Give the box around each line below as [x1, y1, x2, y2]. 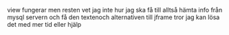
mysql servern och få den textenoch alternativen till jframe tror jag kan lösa [7, 13, 220, 21]
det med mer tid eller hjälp [7, 21, 82, 28]
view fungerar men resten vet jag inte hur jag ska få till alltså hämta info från [7, 6, 223, 14]
